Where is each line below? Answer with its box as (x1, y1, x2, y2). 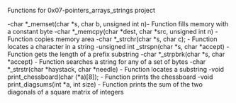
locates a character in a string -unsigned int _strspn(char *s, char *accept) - (7, 43, 230, 50)
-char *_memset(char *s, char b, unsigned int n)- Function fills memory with (7, 20, 229, 28)
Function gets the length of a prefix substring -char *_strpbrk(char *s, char (7, 50, 225, 58)
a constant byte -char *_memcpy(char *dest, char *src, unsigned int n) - (7, 28, 218, 36)
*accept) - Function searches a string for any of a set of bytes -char (7, 58, 206, 66)
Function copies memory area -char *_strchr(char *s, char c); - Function (7, 35, 218, 43)
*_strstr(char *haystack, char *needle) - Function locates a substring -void (7, 65, 225, 73)
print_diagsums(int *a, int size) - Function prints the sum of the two (7, 80, 203, 88)
